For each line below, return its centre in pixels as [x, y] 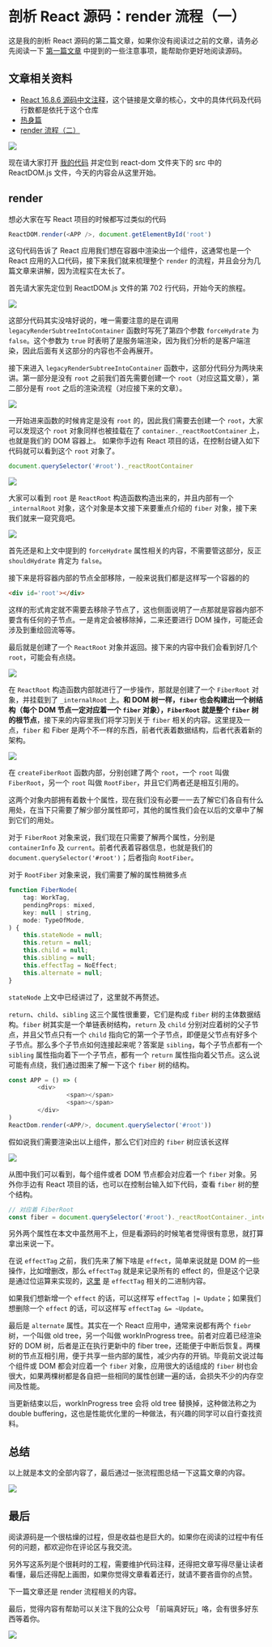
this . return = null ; [57, 943]
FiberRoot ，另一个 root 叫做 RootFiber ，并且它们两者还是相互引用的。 [126, 783]
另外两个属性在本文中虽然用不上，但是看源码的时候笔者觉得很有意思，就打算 [136, 1233]
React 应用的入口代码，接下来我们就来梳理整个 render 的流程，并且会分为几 [135, 261]
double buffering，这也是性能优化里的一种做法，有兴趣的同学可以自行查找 [132, 1414]
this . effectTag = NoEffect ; [70, 965]
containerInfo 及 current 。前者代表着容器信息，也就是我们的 [110, 847]
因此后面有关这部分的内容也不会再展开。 [90, 351]
